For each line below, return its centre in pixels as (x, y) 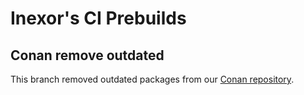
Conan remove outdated (87, 55)
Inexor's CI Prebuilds (98, 18)
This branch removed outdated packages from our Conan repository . (152, 79)
